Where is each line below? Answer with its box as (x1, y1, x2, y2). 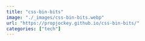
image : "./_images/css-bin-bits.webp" (6, 14, 104, 20)
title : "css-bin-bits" (6, 8, 64, 15)
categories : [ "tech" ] (6, 25, 61, 32)
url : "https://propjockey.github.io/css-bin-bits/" (6, 20, 140, 26)
